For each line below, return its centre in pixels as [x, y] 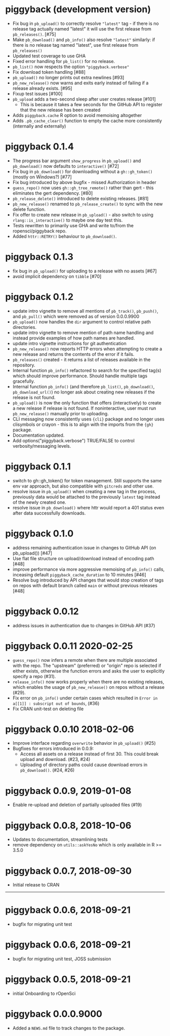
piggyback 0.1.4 [40, 147]
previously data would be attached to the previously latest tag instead [86, 497]
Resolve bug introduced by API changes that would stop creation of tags [88, 580]
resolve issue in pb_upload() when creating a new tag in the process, [84, 491]
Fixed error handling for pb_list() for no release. [64, 61]
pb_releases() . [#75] [34, 34]
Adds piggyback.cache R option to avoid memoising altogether [77, 115]
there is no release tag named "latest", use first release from [75, 45]
